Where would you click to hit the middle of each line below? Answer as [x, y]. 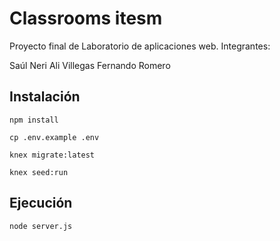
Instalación [45, 97]
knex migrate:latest [52, 155]
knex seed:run [39, 172]
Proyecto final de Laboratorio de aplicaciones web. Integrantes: [140, 46]
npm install [34, 120]
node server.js [41, 226]
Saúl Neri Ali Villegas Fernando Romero [90, 65]
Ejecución [41, 203]
